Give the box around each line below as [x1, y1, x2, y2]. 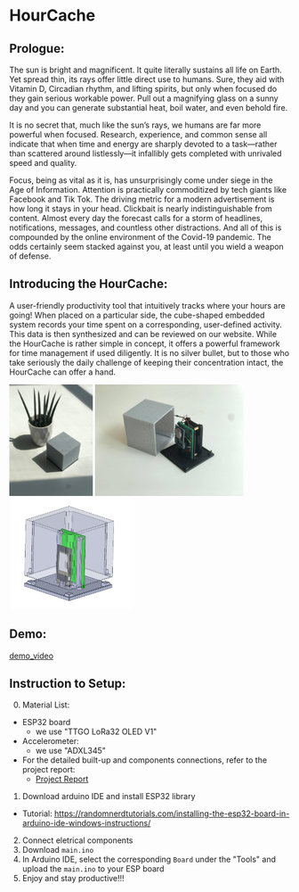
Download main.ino [21, 845, 94, 855]
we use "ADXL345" [35, 746, 107, 756]
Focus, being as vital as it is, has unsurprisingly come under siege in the [9, 175, 273, 186]
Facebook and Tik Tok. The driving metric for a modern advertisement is [9, 194, 275, 204]
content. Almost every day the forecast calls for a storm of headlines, [9, 213, 263, 223]
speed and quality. [9, 158, 77, 168]
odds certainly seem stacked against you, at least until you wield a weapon [9, 242, 285, 252]
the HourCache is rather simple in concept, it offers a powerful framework [9, 338, 280, 349]
